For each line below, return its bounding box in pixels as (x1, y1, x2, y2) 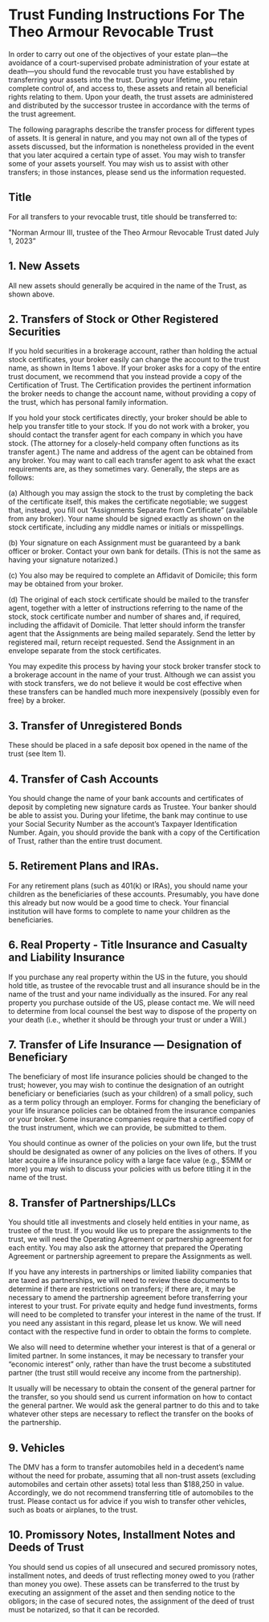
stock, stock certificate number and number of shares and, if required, (8, 612, 241, 622)
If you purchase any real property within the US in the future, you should (8, 972, 247, 982)
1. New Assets (8, 259, 80, 273)
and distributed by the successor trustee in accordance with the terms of (8, 100, 251, 110)
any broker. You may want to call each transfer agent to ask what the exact (8, 456, 255, 465)
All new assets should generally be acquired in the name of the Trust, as (8, 280, 247, 290)
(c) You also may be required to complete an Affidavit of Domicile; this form (8, 570, 258, 580)
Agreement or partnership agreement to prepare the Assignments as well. (8, 1252, 253, 1261)
